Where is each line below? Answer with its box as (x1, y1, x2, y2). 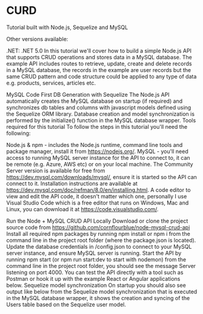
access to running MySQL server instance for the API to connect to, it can (6, 154, 190, 161)
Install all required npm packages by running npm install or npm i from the (6, 230, 191, 237)
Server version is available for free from (6, 167, 105, 174)
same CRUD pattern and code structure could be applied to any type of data (6, 73, 197, 80)
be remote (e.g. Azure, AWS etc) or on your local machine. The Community (6, 160, 193, 168)
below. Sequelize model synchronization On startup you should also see (6, 281, 186, 289)
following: (6, 129, 31, 137)
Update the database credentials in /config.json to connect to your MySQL (6, 243, 192, 250)
